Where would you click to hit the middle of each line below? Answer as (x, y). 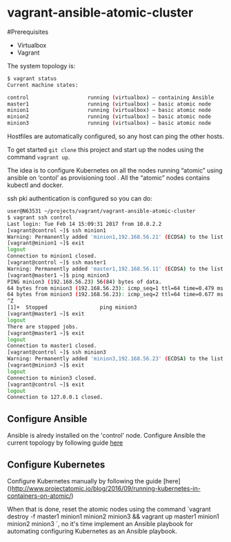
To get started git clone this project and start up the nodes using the (106, 150)
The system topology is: (41, 66)
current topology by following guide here (65, 443)
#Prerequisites (28, 32)
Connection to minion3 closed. (52, 378)
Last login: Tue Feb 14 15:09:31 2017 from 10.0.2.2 (84, 224)
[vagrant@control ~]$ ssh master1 (57, 263)
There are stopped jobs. (43, 327)
